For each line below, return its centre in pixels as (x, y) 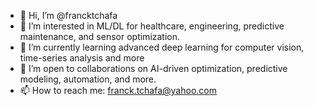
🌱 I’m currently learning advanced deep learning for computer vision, (162, 47)
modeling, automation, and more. (88, 79)
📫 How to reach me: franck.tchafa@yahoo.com (118, 90)
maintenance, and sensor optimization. (100, 36)
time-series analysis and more (82, 58)
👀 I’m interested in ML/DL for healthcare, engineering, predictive (152, 26)
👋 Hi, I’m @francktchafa (68, 15)
